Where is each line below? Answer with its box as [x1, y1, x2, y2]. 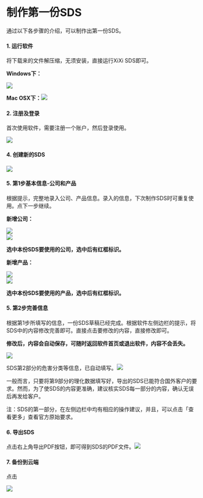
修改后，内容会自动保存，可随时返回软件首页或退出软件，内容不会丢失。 [6, 340, 188, 347]
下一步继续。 [22, 202, 55, 209]
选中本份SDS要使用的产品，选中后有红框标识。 [6, 289, 125, 297]
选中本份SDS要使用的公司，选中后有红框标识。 [6, 245, 125, 253]
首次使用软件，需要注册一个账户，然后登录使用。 [6, 124, 130, 132]
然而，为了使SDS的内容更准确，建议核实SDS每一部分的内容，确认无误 [17, 385, 194, 392]
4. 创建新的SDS [6, 151, 46, 158]
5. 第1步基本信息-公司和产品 [6, 180, 76, 187]
